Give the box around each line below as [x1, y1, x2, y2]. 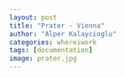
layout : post [9, 12, 58, 22]
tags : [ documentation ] [9, 46, 93, 55]
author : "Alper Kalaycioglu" [9, 29, 117, 38]
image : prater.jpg [9, 54, 77, 63]
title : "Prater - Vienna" [9, 21, 105, 30]
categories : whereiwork [9, 37, 98, 47]
